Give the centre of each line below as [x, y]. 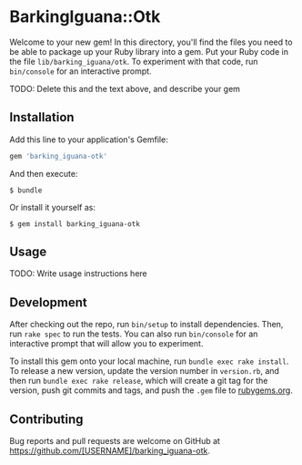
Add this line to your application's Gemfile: [89, 139]
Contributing [46, 419]
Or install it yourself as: [52, 207]
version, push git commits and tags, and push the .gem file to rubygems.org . [151, 390]
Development [49, 302]
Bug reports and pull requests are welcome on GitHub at [115, 441]
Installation [42, 117]
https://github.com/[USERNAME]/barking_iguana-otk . [110, 451]
